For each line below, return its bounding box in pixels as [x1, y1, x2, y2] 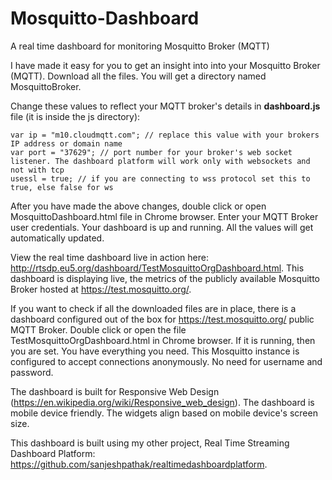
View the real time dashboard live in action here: [10, 251, 209, 263]
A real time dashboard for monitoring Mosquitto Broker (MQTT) [10, 40, 270, 52]
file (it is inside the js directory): [10, 110, 141, 122]
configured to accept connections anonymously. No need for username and [10, 355, 323, 367]
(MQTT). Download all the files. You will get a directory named [10, 70, 267, 82]
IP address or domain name [10, 138, 123, 149]
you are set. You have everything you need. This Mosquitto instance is [10, 345, 300, 357]
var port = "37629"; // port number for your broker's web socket [10, 147, 293, 157]
